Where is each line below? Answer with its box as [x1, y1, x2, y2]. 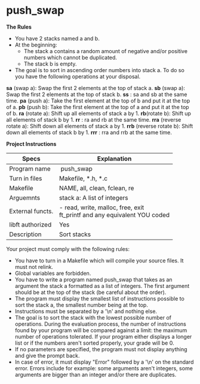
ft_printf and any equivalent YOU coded [59, 210, 170, 219]
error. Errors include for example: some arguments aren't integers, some [14, 364, 193, 371]
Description [9, 230, 42, 239]
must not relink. [14, 263, 54, 270]
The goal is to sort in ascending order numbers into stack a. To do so [14, 66, 185, 73]
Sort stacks [59, 230, 91, 239]
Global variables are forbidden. [14, 270, 91, 277]
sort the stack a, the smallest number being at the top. [14, 301, 148, 308]
